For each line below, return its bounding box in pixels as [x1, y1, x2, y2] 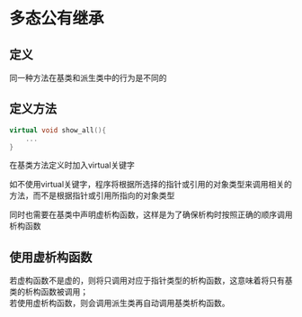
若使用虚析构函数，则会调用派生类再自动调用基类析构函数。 [9, 298, 230, 309]
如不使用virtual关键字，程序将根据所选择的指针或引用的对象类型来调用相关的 [9, 179, 292, 190]
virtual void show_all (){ [9, 125, 106, 135]
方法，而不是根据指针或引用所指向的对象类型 [9, 190, 175, 201]
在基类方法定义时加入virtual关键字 [9, 159, 135, 171]
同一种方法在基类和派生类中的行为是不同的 [9, 73, 167, 83]
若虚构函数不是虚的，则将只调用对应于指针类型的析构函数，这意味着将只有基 [9, 276, 293, 286]
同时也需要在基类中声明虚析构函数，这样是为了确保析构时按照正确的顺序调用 [9, 209, 293, 221]
